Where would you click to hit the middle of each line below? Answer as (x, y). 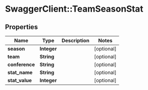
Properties (21, 27)
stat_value (20, 80)
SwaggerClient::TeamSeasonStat (74, 9)
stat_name (20, 72)
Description (75, 41)
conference (21, 64)
